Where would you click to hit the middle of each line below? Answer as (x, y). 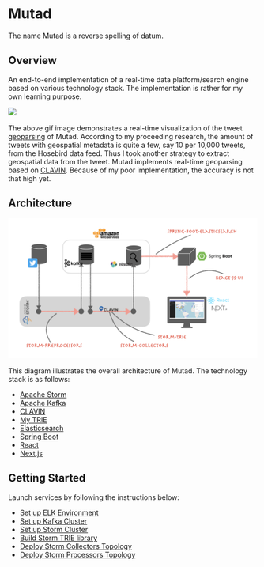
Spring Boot (39, 437)
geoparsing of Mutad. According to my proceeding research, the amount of (131, 136)
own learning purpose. (45, 96)
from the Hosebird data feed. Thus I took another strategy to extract (119, 153)
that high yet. (30, 178)
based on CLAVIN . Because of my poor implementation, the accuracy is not (131, 170)
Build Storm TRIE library (58, 538)
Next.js (31, 454)
